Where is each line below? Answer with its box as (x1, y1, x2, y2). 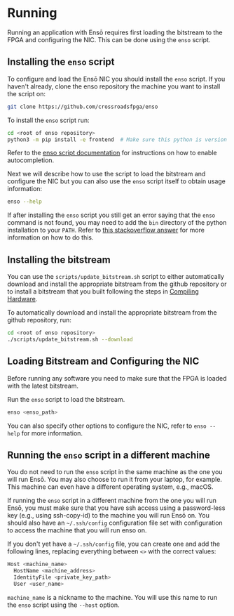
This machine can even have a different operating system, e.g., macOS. (7, 483, 214, 491)
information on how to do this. (7, 233, 94, 242)
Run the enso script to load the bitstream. (7, 395, 125, 403)
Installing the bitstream (7, 254, 111, 266)
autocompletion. (7, 156, 55, 164)
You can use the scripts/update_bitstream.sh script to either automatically (7, 273, 224, 281)
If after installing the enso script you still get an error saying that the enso (7, 211, 216, 219)
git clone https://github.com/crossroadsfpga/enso (7, 103, 158, 110)
